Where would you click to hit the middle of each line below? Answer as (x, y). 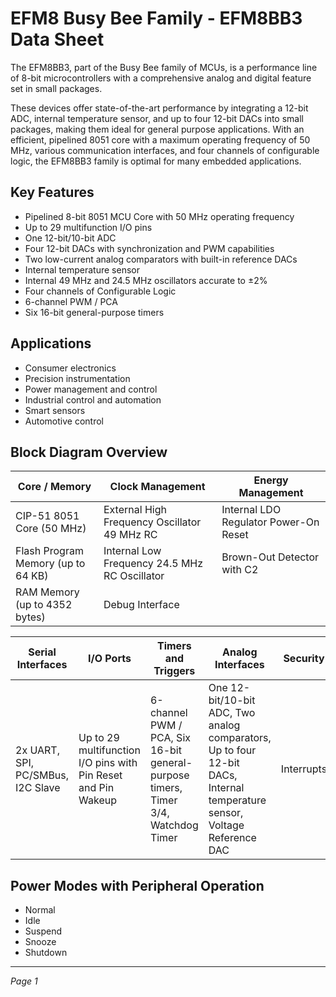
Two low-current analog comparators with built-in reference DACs (161, 259)
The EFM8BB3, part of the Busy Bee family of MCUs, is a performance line (164, 67)
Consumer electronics (70, 368)
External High (135, 510)
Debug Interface (141, 605)
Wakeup (98, 800)
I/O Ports (110, 659)
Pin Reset (100, 775)
